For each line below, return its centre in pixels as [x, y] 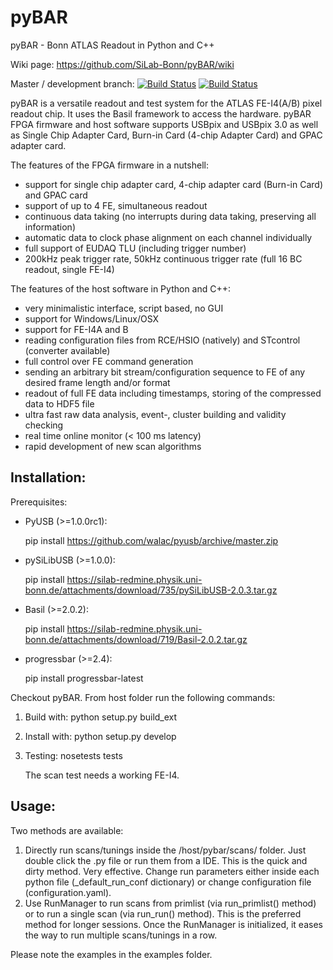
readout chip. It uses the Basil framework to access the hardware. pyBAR [161, 113]
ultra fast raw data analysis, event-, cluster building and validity [155, 414]
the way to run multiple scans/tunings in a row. [121, 935]
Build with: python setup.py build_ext [101, 717]
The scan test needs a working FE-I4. [102, 775]
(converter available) [67, 350]
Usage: [33, 806]
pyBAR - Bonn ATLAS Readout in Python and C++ [112, 45]
